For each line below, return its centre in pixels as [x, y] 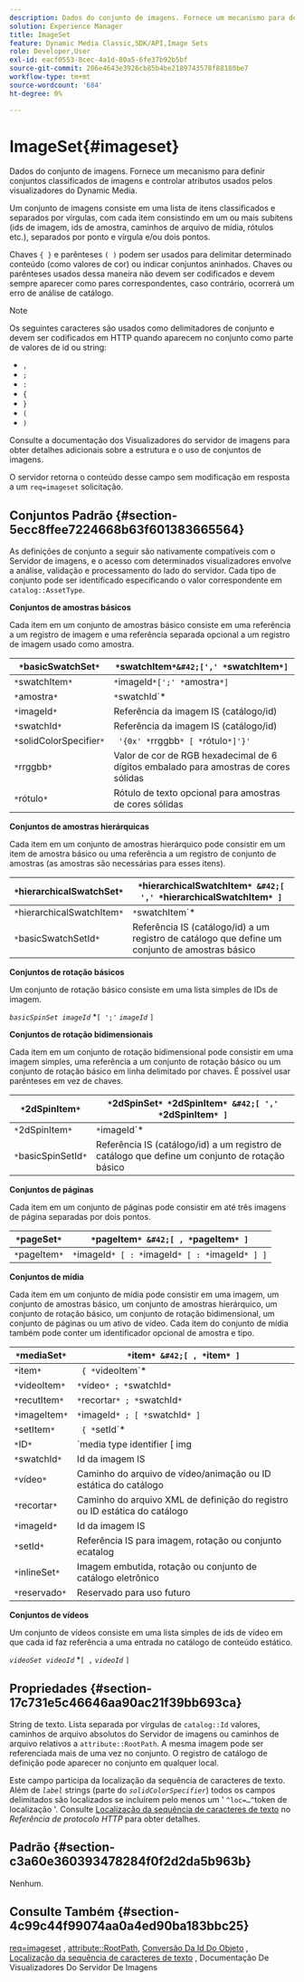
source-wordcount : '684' [56, 85]
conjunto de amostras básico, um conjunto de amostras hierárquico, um [143, 1304]
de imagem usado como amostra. [72, 644]
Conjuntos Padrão [61, 515]
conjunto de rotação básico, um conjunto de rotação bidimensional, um [142, 1314]
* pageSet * [38, 1240]
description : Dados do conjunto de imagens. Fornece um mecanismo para [147, 18]
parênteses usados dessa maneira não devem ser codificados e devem [142, 274]
